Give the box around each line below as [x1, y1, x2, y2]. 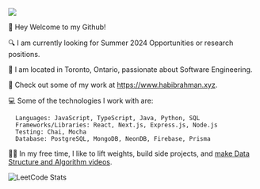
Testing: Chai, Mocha [15, 128, 87, 136]
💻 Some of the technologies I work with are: [8, 96, 154, 105]
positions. [8, 50, 40, 59]
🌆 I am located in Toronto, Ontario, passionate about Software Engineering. [8, 65, 253, 74]
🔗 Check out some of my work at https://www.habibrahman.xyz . [8, 80, 218, 89]
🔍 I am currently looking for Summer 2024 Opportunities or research [8, 38, 234, 47]
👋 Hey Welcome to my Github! [8, 22, 106, 32]
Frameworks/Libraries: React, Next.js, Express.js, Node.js [15, 121, 218, 129]
